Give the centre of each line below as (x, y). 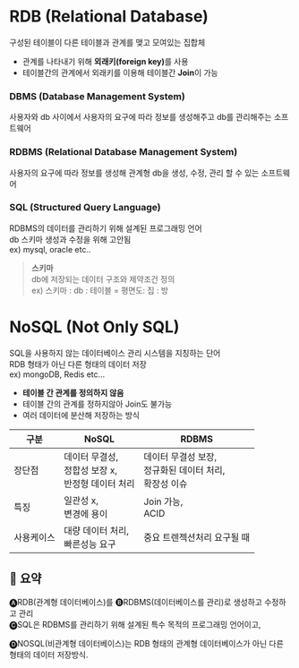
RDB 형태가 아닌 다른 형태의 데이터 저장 (78, 364)
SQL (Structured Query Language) (85, 208)
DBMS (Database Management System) (97, 96)
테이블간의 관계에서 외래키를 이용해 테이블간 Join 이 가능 (120, 73)
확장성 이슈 (165, 484)
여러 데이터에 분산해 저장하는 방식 (81, 415)
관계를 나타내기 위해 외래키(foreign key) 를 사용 (105, 61)
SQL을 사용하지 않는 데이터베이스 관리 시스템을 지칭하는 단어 (115, 353)
